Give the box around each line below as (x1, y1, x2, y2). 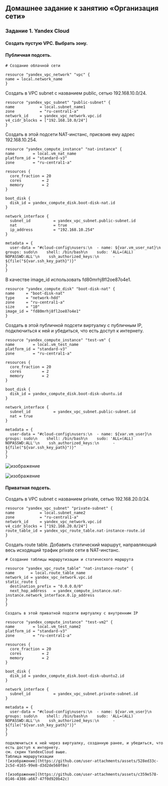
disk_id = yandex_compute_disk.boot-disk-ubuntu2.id (10, 673, 125, 679)
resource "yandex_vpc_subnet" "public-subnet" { (5, 100, 111, 105)
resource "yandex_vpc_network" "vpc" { (5, 72, 90, 77)
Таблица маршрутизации (5, 754, 54, 759)
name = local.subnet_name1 (5, 104, 86, 110)
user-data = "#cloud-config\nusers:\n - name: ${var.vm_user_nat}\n (10, 245, 161, 250)
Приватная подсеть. (5, 485, 51, 491)
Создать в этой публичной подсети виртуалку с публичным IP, (5, 322, 143, 329)
